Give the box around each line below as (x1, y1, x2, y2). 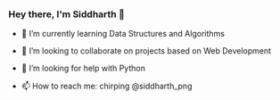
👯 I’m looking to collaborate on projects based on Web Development (21, 46, 272, 56)
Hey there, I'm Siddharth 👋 (8, 8, 126, 21)
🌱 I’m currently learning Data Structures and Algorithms (21, 29, 225, 39)
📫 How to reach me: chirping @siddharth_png (21, 80, 193, 92)
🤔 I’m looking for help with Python (21, 62, 146, 74)
